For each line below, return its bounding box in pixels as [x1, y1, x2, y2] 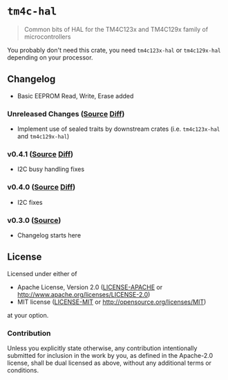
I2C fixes [17, 198, 43, 206]
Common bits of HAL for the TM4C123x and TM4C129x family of [23, 25, 209, 33]
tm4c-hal [7, 5, 57, 18]
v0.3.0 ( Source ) [7, 215, 61, 225]
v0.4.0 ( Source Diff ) [7, 182, 76, 192]
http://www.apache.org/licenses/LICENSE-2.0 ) [17, 290, 151, 298]
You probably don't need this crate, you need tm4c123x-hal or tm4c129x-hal [7, 46, 221, 54]
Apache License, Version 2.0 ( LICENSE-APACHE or [17, 282, 163, 291]
